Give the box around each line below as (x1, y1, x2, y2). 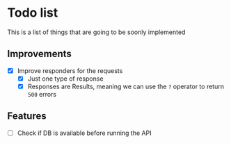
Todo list (7, 5, 58, 21)
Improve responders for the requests (17, 66, 123, 74)
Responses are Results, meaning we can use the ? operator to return (27, 82, 225, 90)
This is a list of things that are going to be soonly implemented (7, 28, 186, 36)
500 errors (27, 90, 57, 98)
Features (7, 110, 47, 122)
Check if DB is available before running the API (17, 129, 152, 137)
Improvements (7, 48, 72, 60)
